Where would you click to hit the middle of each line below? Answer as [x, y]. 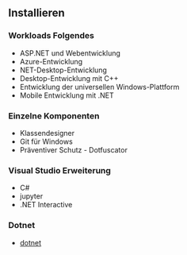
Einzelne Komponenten [54, 116]
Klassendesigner [47, 133]
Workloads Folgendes [52, 36]
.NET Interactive [46, 205]
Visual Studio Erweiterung [59, 170]
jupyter [31, 196]
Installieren [36, 13]
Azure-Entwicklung [51, 61]
